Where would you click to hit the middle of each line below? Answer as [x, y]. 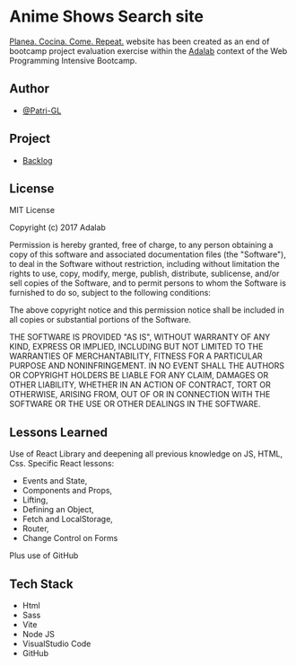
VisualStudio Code [57, 644]
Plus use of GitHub [44, 555]
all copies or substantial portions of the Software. [100, 320]
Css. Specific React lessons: [62, 464]
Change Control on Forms [70, 538]
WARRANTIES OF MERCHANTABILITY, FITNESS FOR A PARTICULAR [136, 356]
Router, [35, 528]
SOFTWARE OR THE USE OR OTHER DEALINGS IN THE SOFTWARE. [135, 404]
